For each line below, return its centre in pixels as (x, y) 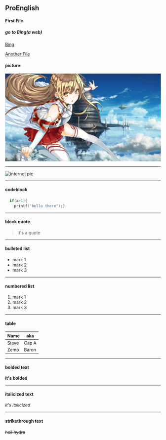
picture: (14, 65)
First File (14, 20)
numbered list (20, 286)
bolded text (17, 367)
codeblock (16, 190)
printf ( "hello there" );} (40, 206)
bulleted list (18, 248)
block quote (18, 222)
